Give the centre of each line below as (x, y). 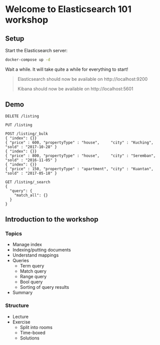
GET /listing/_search (28, 182)
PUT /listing (19, 125)
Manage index (27, 245)
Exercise (21, 322)
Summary (22, 293)
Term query (32, 266)
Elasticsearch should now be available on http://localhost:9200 (83, 79)
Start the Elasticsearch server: (36, 50)
